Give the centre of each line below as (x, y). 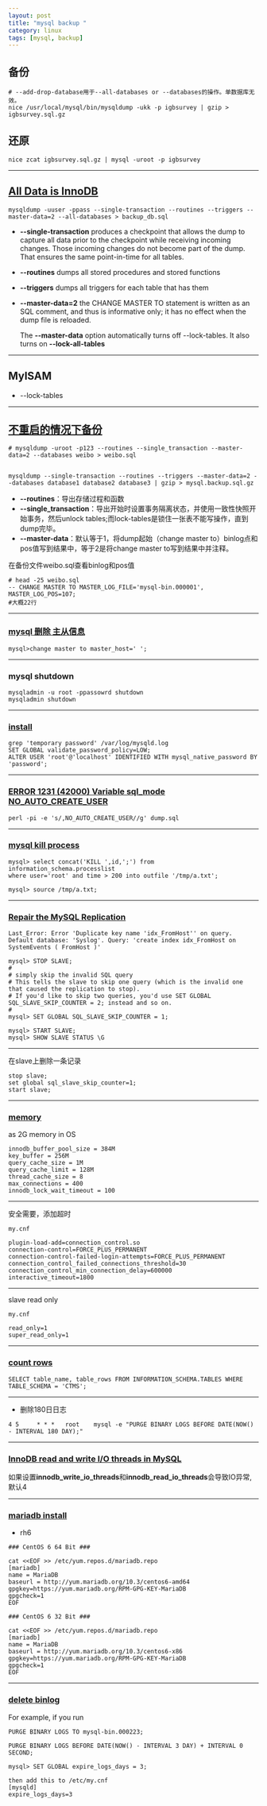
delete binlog (34, 1700)
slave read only (33, 1300)
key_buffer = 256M (39, 1156)
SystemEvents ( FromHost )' (55, 947)
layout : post (30, 15)
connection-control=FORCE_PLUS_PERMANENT (78, 1250)
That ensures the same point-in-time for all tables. (102, 257)
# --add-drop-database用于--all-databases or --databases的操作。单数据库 (129, 92)
